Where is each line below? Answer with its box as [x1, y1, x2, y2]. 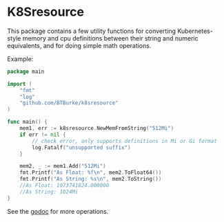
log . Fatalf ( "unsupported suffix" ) [32, 144, 131, 151]
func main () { [7, 118, 48, 126]
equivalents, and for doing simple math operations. [7, 41, 152, 49]
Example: [7, 54, 34, 63]
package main [7, 68, 45, 75]
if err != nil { [19, 131, 67, 138]
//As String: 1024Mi [19, 188, 79, 195]
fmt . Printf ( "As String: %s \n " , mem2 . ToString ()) [19, 176, 162, 183]
